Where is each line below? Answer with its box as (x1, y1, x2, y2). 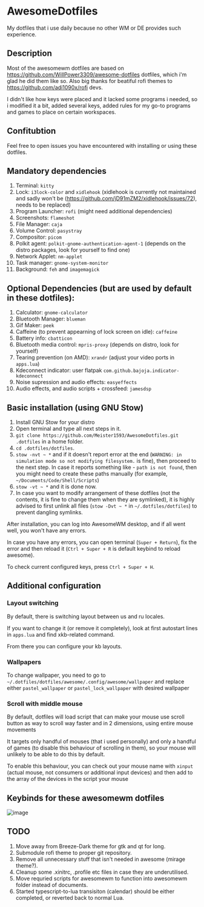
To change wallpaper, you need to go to (7, 671, 106, 679)
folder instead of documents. (15, 881, 88, 888)
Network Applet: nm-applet (15, 253, 83, 260)
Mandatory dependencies (7, 165, 107, 176)
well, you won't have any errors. (7, 527, 87, 534)
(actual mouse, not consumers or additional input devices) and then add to (7, 769, 193, 776)
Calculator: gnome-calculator (15, 309, 88, 316)
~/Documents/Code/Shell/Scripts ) (15, 477, 99, 483)
